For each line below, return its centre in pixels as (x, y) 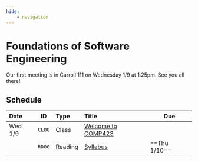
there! (13, 81)
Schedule (24, 100)
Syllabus (96, 147)
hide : (13, 11)
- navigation (33, 17)
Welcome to (101, 126)
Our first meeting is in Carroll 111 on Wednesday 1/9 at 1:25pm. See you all (95, 75)
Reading (67, 147)
